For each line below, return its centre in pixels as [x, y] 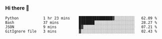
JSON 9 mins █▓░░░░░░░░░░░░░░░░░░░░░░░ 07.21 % [81, 27]
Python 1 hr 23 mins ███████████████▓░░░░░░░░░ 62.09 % [81, 18]
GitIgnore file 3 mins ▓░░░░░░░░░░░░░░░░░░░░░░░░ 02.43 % [81, 31]
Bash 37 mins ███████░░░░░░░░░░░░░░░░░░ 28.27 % [81, 23]
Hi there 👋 [17, 8]
